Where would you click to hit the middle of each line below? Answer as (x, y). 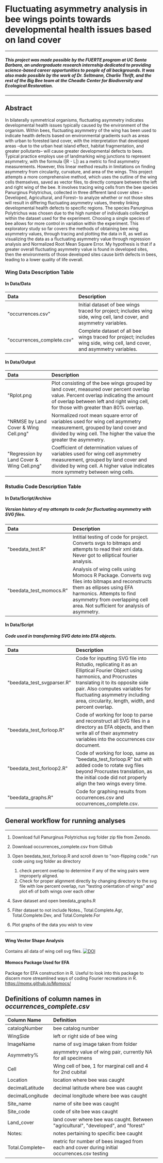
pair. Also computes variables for (114, 689)
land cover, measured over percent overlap (101, 389)
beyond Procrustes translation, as (114, 771)
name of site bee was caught (86, 1104)
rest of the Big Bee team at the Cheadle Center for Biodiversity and (74, 80)
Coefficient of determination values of (95, 447)
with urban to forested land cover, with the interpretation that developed (77, 141)
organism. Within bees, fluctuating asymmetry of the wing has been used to (81, 130)
